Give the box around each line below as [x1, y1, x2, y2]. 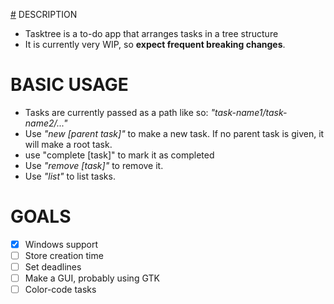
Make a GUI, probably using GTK [24, 272, 160, 284]
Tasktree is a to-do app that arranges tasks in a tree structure [24, 28, 279, 39]
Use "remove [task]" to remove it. [24, 159, 164, 171]
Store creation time [24, 249, 104, 261]
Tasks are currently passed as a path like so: [24, 106, 209, 118]
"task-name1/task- [210, 106, 288, 118]
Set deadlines [24, 261, 82, 273]
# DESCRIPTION [10, 9, 78, 20]
